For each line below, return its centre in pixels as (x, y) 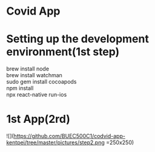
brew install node (28, 69)
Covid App (33, 11)
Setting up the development (78, 39)
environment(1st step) (63, 52)
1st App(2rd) (38, 119)
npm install (20, 88)
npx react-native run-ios (37, 95)
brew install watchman (34, 75)
